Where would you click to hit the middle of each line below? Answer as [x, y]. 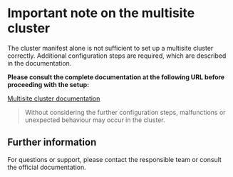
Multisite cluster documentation [54, 98]
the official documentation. [47, 167]
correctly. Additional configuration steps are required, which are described [117, 56]
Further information [52, 142]
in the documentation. [40, 63]
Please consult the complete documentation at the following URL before [116, 77]
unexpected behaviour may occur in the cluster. [95, 120]
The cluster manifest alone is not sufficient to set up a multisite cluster [110, 48]
